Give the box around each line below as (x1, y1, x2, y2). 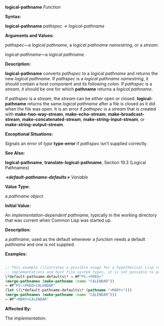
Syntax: (5, 14, 21, 19)
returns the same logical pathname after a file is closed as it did (27, 101, 155, 107)
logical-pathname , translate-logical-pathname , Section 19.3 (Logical (5, 160, 146, 165)
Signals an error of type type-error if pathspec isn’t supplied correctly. (5, 140, 148, 146)
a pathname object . (5, 193, 45, 199)
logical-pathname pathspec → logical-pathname (5, 23, 105, 29)
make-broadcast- (108, 111, 145, 117)
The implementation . (5, 315, 47, 321)
